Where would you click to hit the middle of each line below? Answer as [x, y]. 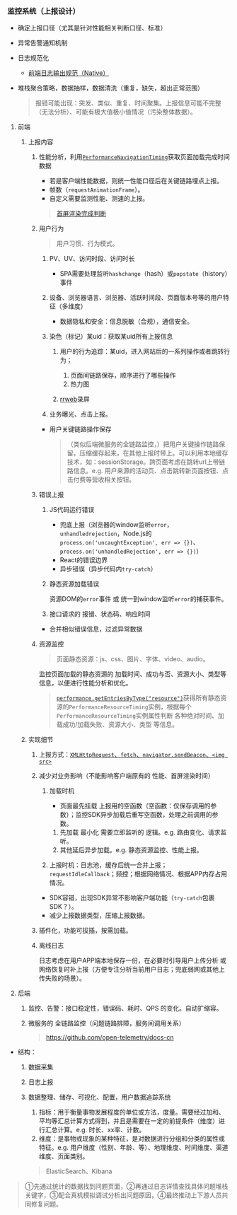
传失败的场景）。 [62, 978]
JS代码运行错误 [72, 510]
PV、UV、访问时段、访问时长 [92, 259]
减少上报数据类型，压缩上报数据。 [99, 915]
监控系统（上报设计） [44, 11]
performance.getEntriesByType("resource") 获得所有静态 [138, 698]
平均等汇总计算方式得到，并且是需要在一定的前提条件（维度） [129, 1121]
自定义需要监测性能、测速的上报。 [99, 199]
